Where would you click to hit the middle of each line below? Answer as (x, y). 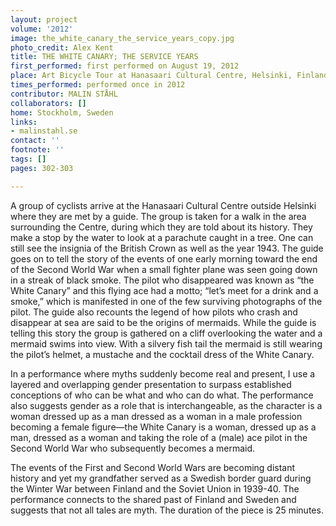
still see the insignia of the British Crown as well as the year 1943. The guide (167, 248)
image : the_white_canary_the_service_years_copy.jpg (122, 38)
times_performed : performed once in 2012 (98, 85)
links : (24, 122)
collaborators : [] (48, 103)
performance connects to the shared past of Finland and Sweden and (153, 499)
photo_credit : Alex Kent (62, 47)
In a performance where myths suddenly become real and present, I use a (163, 373)
